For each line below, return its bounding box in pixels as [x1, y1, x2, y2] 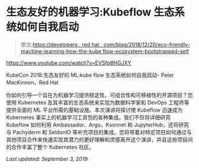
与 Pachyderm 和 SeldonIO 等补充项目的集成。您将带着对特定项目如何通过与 [6, 128, 192, 135]
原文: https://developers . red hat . [20, 41, 102, 48]
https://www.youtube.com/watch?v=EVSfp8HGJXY [6, 59, 131, 66]
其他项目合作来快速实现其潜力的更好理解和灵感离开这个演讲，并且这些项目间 [6, 136, 193, 143]
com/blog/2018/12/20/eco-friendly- [103, 41, 191, 48]
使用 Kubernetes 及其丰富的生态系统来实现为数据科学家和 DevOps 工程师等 [6, 99, 190, 106]
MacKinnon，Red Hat [6, 78, 59, 86]
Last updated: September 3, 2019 [6, 155, 88, 162]
